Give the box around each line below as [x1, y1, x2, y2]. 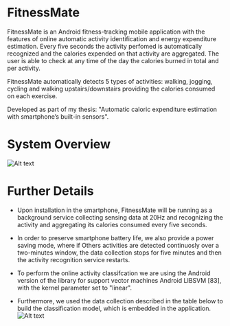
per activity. [7, 64, 41, 72]
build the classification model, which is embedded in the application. [16, 304, 211, 312]
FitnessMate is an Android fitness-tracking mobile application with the [7, 27, 205, 36]
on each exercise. [7, 91, 58, 100]
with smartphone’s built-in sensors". [7, 112, 109, 121]
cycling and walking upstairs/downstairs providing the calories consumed [7, 84, 216, 93]
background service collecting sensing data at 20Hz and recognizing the [16, 213, 223, 221]
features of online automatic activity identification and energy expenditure [7, 34, 217, 43]
